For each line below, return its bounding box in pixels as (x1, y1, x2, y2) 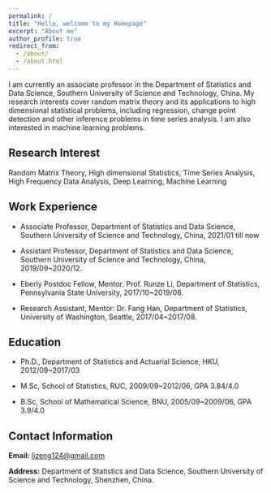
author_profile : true (8, 34, 82, 43)
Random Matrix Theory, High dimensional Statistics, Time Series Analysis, (8, 167, 256, 177)
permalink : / (8, 11, 53, 20)
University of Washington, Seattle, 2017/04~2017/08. (19, 312, 197, 322)
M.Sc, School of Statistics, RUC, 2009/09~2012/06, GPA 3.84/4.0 (19, 381, 239, 391)
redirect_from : (8, 42, 60, 50)
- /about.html (15, 58, 63, 66)
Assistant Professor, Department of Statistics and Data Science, (19, 245, 234, 256)
